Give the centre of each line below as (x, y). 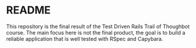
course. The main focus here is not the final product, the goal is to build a (96, 32)
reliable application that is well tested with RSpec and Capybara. (85, 39)
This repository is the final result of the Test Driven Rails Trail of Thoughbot (98, 26)
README (29, 10)
